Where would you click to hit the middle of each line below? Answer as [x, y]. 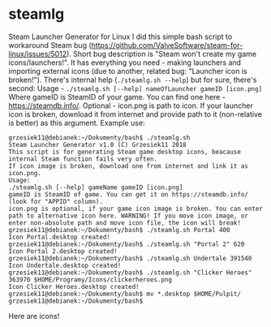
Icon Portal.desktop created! [60, 237]
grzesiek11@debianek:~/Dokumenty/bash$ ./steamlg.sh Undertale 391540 [130, 258]
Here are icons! [34, 316]
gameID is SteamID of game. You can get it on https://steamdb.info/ [129, 194]
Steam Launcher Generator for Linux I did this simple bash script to [120, 37]
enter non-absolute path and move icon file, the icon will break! [125, 223]
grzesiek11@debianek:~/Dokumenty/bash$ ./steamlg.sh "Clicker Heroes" [130, 273]
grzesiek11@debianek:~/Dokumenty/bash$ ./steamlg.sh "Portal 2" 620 [127, 244]
